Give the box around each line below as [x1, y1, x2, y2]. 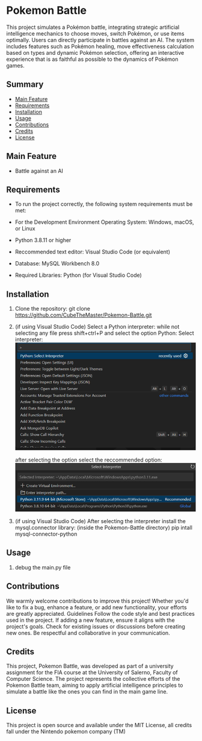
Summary [6, 79, 44, 90]
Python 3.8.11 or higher [14, 237, 72, 244]
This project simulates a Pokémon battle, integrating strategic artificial [6, 23, 180, 31]
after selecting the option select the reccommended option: [14, 456, 162, 464]
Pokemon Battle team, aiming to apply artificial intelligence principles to [6, 681, 183, 689]
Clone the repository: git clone [14, 305, 90, 312]
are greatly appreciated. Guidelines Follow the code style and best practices [6, 610, 195, 617]
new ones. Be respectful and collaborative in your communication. [6, 629, 170, 636]
